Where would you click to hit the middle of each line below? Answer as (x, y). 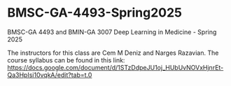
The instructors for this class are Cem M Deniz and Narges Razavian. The (113, 53)
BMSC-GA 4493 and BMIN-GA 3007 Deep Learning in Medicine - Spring (112, 32)
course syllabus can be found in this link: (66, 60)
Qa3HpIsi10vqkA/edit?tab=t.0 (50, 75)
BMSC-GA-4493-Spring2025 (94, 13)
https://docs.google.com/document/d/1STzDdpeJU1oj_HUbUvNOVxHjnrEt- (115, 67)
